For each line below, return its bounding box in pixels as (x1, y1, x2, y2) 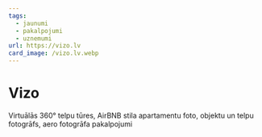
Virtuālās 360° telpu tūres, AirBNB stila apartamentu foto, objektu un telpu (8, 110, 254, 120)
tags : (8, 11, 27, 20)
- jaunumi (15, 19, 48, 27)
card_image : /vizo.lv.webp (8, 49, 99, 57)
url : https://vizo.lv (8, 42, 81, 50)
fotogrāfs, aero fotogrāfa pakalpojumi (8, 118, 133, 129)
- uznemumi (15, 34, 52, 43)
